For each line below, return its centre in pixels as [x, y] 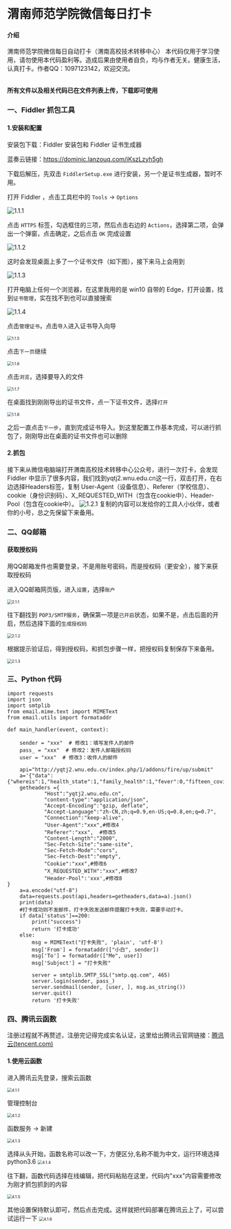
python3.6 [22, 1161]
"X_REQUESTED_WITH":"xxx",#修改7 [90, 871]
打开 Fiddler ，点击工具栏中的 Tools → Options [73, 197]
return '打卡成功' [56, 929]
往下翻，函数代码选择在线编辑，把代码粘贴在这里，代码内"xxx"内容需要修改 [114, 1175]
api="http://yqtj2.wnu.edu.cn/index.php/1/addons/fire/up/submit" [117, 770]
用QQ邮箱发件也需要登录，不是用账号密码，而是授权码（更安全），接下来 [110, 566]
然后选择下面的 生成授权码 [53, 623]
